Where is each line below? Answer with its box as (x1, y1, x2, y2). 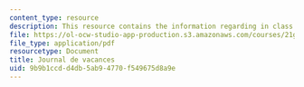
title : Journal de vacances (9, 55, 116, 64)
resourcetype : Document (9, 47, 100, 56)
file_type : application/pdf (9, 38, 116, 48)
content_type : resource (9, 13, 100, 23)
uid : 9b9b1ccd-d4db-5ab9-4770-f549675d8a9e (9, 64, 176, 73)
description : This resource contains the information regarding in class (9, 22, 294, 31)
